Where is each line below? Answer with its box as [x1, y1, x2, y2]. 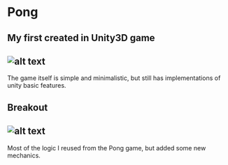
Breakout [7, 102, 48, 113]
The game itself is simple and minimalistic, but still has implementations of [7, 74, 221, 82]
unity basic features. [7, 81, 66, 90]
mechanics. [7, 151, 41, 159]
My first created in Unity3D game [7, 32, 155, 44]
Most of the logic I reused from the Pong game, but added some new [7, 143, 206, 152]
